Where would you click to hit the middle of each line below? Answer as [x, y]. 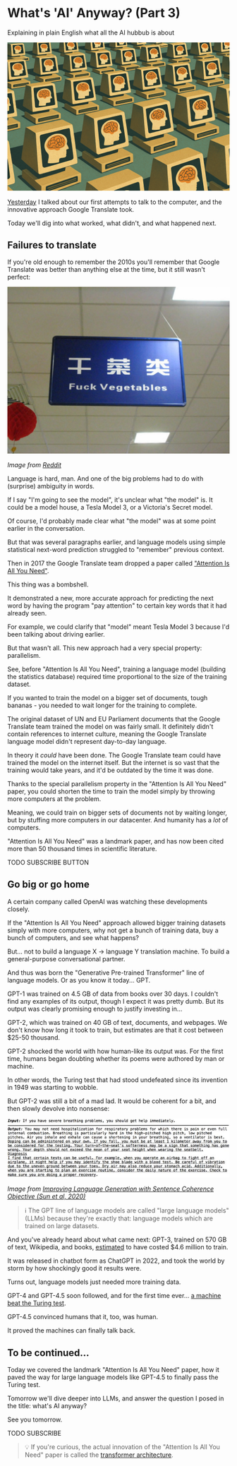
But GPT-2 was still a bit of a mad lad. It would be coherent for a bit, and [112, 1101]
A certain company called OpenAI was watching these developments [108, 901]
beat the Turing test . [37, 1303]
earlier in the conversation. [46, 528]
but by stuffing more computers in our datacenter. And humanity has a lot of [118, 819]
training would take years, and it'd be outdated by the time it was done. [110, 770]
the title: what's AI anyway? [47, 1406]
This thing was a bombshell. [48, 584]
